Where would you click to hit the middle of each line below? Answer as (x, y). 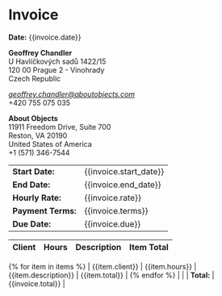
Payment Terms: (44, 211)
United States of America (50, 144)
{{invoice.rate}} (113, 198)
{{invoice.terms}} (116, 211)
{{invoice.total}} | (37, 283)
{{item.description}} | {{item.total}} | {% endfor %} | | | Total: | (111, 275)
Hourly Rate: (37, 198)
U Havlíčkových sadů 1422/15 (57, 61)
